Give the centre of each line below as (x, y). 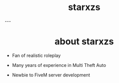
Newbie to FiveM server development (51, 75)
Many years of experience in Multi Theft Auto (59, 65)
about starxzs (84, 41)
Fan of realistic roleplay (36, 55)
